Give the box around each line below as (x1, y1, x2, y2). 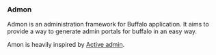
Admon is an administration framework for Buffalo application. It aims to (7, 20, 210, 29)
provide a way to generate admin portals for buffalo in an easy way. (7, 27, 197, 35)
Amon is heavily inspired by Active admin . (7, 41, 125, 49)
